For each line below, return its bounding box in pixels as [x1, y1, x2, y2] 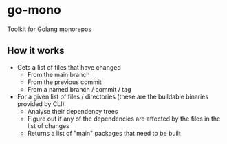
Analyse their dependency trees [27, 107, 118, 115]
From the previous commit [27, 78, 102, 86]
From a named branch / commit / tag [27, 85, 132, 93]
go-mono [7, 2, 62, 18]
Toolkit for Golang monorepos [7, 25, 91, 33]
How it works [7, 45, 65, 56]
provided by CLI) [17, 99, 65, 108]
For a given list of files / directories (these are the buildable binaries [17, 92, 208, 101]
